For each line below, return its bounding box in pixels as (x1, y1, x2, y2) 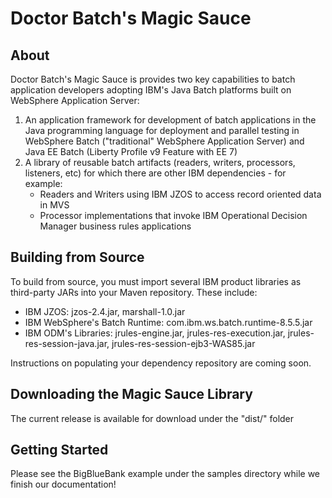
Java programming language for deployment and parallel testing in (24, 125, 300, 136)
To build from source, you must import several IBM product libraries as (10, 275, 302, 287)
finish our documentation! (10, 478, 117, 491)
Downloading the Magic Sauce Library (10, 386, 253, 403)
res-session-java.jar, (24, 337, 110, 349)
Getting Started (10, 442, 109, 459)
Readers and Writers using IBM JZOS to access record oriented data (39, 188, 322, 200)
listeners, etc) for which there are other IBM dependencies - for (24, 167, 287, 179)
